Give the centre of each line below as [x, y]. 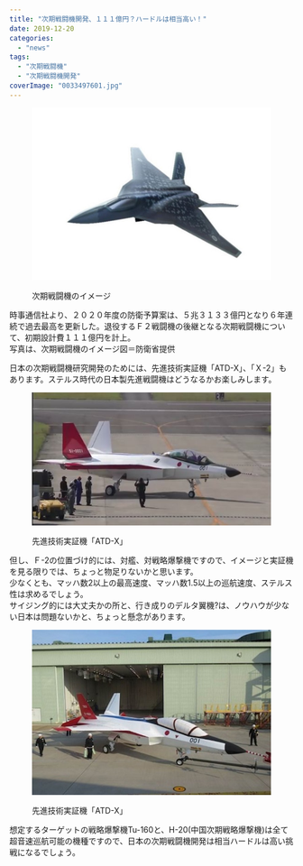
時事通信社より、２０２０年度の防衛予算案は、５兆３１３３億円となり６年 [147, 315]
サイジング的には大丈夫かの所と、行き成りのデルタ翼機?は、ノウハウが [142, 605]
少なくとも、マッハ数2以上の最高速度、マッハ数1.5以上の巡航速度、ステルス [151, 583]
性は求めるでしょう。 [49, 594]
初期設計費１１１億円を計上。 [80, 337]
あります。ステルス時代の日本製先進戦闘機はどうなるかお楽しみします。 [143, 380]
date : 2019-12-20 [42, 28]
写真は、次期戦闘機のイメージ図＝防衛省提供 [92, 349]
